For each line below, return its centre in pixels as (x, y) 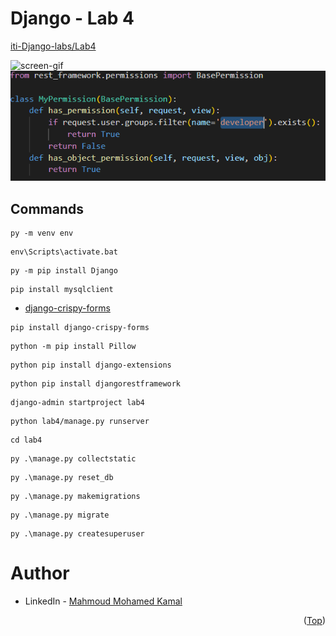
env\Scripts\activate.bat (64, 252)
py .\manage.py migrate (60, 515)
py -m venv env (42, 233)
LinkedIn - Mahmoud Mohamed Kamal (103, 601)
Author (40, 573)
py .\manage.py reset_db (62, 478)
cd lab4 (26, 440)
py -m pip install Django (64, 271)
